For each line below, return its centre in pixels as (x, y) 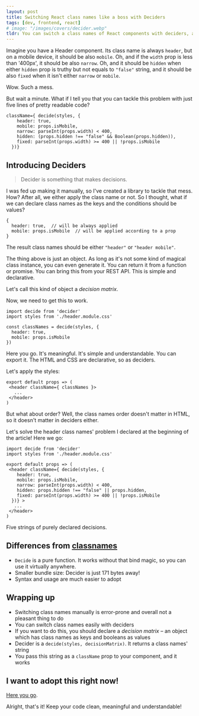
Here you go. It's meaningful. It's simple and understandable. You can (91, 353)
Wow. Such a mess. (30, 87)
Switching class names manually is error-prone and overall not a (93, 612)
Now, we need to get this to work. (47, 301)
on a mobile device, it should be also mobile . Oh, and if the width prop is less (99, 57)
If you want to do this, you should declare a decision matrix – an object (101, 631)
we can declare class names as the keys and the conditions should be (92, 203)
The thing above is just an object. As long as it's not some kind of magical (96, 258)
